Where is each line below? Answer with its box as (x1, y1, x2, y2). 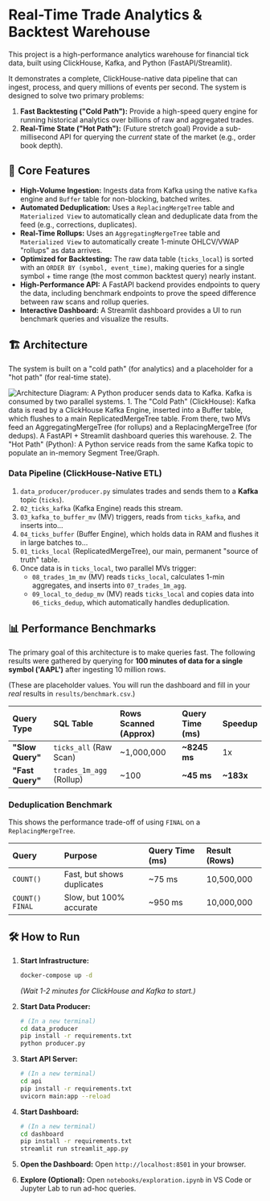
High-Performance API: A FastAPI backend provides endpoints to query (19, 280, 260, 289)
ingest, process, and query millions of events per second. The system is (8, 82, 247, 92)
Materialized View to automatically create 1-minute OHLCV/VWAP (19, 236, 239, 247)
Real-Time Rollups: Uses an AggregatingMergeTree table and (19, 228, 221, 238)
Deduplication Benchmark (8, 799, 112, 810)
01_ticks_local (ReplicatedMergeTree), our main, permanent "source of (19, 546, 259, 555)
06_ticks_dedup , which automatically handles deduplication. (31, 597, 231, 607)
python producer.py (19, 1040, 86, 1048)
